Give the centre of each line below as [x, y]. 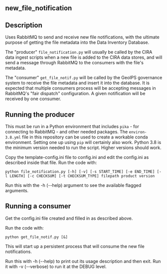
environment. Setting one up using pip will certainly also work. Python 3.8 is [83, 142]
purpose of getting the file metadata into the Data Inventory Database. [77, 42]
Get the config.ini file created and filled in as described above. [69, 218]
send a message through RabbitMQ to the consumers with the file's [74, 63]
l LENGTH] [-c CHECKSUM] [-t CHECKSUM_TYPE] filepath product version [80, 176]
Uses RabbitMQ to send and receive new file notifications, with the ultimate [82, 37]
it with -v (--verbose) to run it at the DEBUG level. [56, 267]
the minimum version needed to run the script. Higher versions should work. [83, 148]
